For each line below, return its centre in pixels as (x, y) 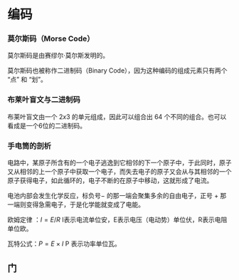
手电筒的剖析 (30, 145)
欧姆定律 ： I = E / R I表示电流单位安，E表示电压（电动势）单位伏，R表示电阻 (117, 220)
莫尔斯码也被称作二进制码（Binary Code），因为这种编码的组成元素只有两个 (117, 71)
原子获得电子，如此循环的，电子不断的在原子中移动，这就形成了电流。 (110, 181)
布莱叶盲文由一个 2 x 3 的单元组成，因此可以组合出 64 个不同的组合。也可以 (117, 116)
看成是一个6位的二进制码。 (47, 125)
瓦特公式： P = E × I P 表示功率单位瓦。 (64, 244)
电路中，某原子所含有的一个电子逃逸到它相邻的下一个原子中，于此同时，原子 (119, 163)
